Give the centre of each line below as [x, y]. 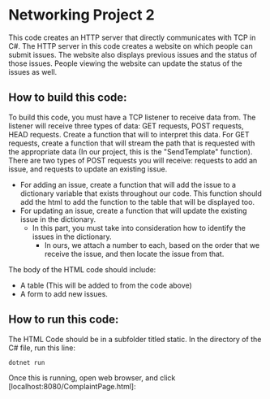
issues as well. [33, 72]
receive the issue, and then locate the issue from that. [134, 254]
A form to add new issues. [64, 293]
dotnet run [27, 362]
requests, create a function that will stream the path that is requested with [132, 143]
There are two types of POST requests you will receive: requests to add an [133, 160]
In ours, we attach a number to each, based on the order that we [152, 245]
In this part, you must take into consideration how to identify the [139, 228]
